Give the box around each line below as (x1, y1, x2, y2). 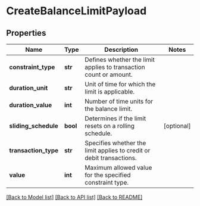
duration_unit (9, 84, 48, 92)
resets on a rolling (85, 122, 135, 130)
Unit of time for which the (85, 80, 156, 88)
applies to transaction (85, 63, 145, 71)
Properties (6, 28, 46, 38)
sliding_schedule (9, 122, 58, 130)
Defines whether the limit (85, 55, 155, 64)
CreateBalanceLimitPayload (6, 4, 147, 18)
